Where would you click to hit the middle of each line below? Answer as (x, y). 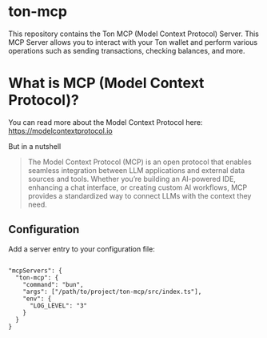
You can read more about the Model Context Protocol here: (106, 122)
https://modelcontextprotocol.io (61, 131)
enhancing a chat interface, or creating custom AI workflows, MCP (137, 187)
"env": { (37, 299)
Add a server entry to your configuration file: (82, 249)
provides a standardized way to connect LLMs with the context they (139, 195)
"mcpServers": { (35, 271)
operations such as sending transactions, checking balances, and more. (127, 50)
